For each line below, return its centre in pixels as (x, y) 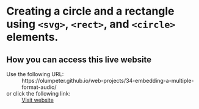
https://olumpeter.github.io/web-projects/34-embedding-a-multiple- (108, 81)
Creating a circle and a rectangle (91, 11)
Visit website (38, 100)
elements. (32, 37)
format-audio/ (39, 87)
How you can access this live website (79, 59)
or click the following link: (38, 93)
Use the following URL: (35, 74)
